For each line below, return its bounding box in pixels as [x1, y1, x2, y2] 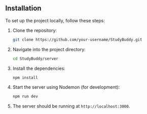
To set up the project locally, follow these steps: [5, 17, 105, 23]
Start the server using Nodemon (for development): [12, 84, 120, 90]
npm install [12, 75, 38, 80]
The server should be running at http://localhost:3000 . [12, 103, 130, 109]
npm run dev [12, 94, 38, 99]
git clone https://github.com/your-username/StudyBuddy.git [12, 37, 142, 42]
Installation [5, 4, 42, 13]
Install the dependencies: [12, 65, 66, 71]
